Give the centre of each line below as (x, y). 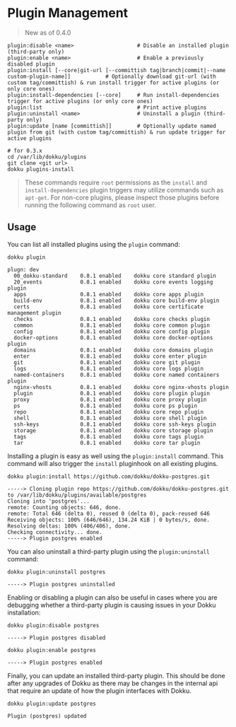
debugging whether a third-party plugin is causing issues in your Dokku (112, 605)
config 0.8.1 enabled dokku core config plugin (112, 331)
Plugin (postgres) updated (47, 716)
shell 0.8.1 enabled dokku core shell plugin (110, 418)
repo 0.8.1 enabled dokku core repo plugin (108, 412)
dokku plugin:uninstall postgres (57, 572)
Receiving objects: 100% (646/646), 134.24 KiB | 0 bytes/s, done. (109, 520)
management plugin (34, 313)
